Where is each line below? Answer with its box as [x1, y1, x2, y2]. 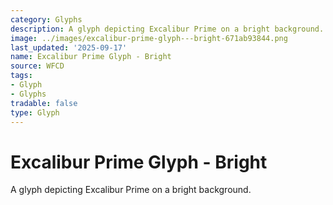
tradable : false [10, 98, 78, 108]
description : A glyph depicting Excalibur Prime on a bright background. [10, 24, 325, 34]
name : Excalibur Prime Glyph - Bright [10, 52, 172, 62]
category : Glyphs [10, 14, 83, 25]
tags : [10, 71, 33, 81]
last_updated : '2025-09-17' [10, 42, 128, 53]
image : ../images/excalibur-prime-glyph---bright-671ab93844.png [10, 33, 288, 43]
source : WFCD [10, 61, 65, 71]
